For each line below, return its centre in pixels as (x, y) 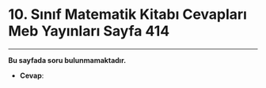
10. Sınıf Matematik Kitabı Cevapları (128, 15)
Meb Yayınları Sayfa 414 (89, 31)
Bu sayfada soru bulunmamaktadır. (67, 60)
